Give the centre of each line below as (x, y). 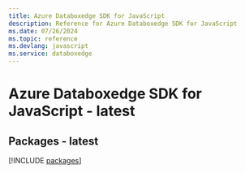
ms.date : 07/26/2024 (43, 31)
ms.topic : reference (43, 39)
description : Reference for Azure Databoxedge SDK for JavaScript (123, 24)
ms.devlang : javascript (49, 46)
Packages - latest (54, 141)
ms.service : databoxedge (50, 54)
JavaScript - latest (72, 111)
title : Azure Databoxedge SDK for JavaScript (86, 16)
